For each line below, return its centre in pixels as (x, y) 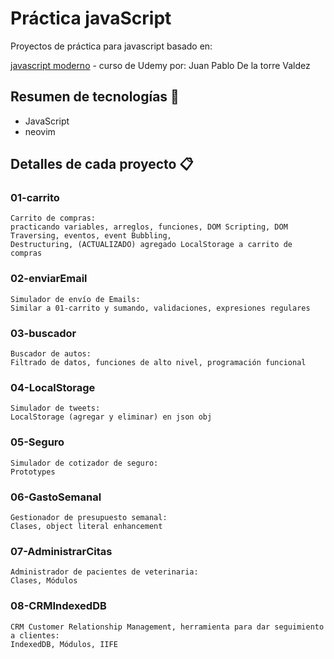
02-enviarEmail (49, 279)
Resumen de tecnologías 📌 (95, 97)
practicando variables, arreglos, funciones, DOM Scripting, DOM (149, 227)
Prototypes (33, 472)
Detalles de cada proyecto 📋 (102, 164)
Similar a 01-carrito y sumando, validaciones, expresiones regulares (160, 308)
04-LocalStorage (53, 387)
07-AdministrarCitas (61, 551)
